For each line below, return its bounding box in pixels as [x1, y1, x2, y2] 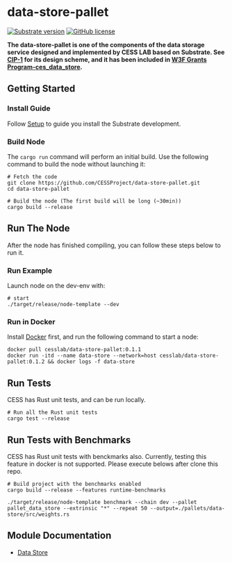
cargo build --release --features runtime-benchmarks [7, 487, 167, 494]
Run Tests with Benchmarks [7, 434, 131, 446]
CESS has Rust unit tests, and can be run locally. [7, 396, 146, 404]
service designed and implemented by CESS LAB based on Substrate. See [7, 48, 225, 56]
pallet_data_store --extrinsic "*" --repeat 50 [7, 505, 148, 512]
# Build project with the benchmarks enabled [7, 480, 141, 487]
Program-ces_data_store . [7, 62, 83, 71]
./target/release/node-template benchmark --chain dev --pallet [7, 498, 197, 505]
